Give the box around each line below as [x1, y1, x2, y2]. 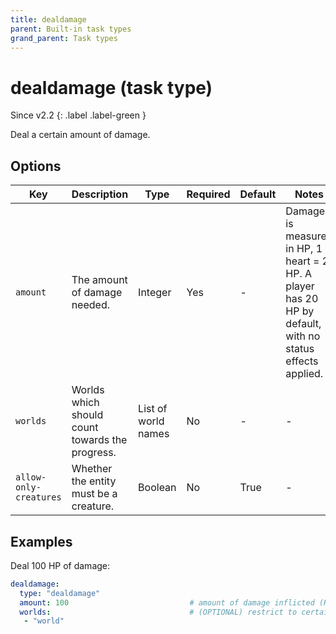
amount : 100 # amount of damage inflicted [19, 597, 315, 608]
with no [285, 329, 321, 343]
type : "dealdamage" [19, 588, 101, 598]
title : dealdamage [10, 14, 87, 25]
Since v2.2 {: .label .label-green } [10, 109, 147, 121]
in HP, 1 [285, 242, 323, 256]
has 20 [285, 292, 319, 306]
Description [71, 187, 129, 201]
